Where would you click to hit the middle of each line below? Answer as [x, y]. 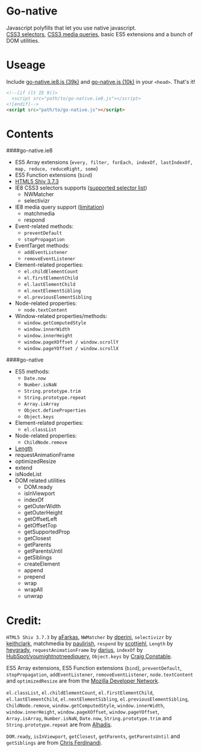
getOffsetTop [40, 526]
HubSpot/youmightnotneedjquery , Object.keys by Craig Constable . [89, 657]
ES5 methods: [32, 372]
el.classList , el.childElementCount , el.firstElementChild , [80, 693]
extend [24, 468]
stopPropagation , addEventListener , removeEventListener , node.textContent [100, 675]
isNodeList [28, 474]
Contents [30, 134]
